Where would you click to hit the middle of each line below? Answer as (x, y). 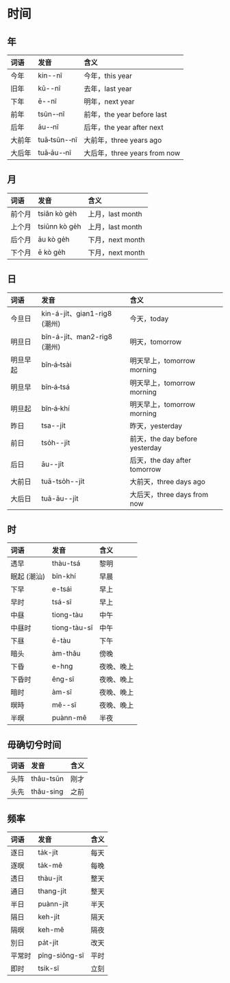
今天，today (149, 319)
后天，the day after (161, 460)
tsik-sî (49, 969)
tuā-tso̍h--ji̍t (63, 481)
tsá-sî (62, 602)
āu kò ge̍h (54, 239)
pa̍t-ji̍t (48, 942)
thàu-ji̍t (50, 878)
